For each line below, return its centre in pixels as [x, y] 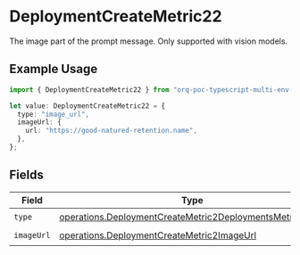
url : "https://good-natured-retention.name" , [112, 131]
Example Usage [54, 69]
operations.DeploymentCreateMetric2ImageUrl [158, 235]
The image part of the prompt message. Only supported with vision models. [149, 41]
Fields [27, 175]
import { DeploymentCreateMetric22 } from [89, 90]
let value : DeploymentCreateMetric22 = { [87, 106]
